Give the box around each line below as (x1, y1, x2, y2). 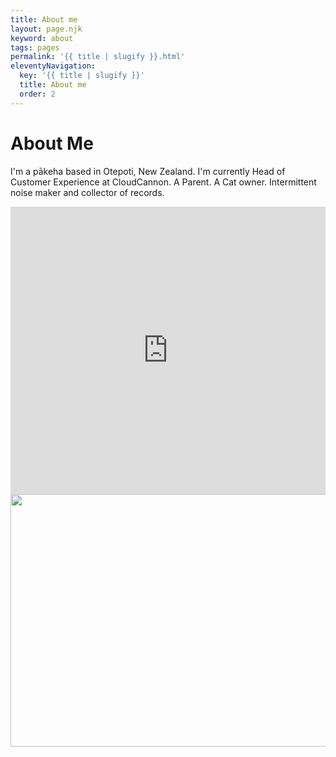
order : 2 (19, 89, 56, 99)
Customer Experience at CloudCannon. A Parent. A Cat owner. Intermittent (10, 176, 317, 188)
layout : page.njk (10, 24, 83, 34)
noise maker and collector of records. (10, 186, 165, 198)
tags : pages (10, 42, 60, 53)
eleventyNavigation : (10, 61, 97, 71)
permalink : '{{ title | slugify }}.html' (10, 52, 186, 62)
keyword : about (10, 33, 74, 43)
